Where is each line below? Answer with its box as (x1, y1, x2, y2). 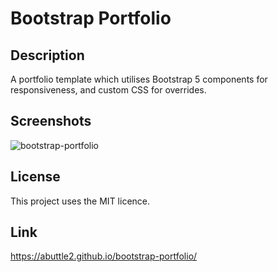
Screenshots (10, 113, 92, 130)
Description (10, 47, 85, 64)
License (10, 168, 61, 186)
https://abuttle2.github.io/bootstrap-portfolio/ (10, 250, 198, 262)
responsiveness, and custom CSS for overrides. (10, 84, 207, 96)
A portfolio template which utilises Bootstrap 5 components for (10, 73, 268, 85)
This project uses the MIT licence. (10, 195, 151, 207)
